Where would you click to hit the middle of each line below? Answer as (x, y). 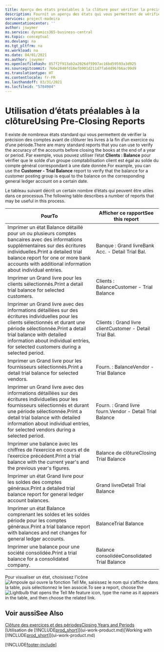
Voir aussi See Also (34, 613)
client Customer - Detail (123, 329)
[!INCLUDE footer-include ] (31, 645)
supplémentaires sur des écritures (47, 246)
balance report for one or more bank (49, 258)
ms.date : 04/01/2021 (26, 55)
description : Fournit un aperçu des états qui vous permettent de (74, 14)
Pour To (49, 216)
